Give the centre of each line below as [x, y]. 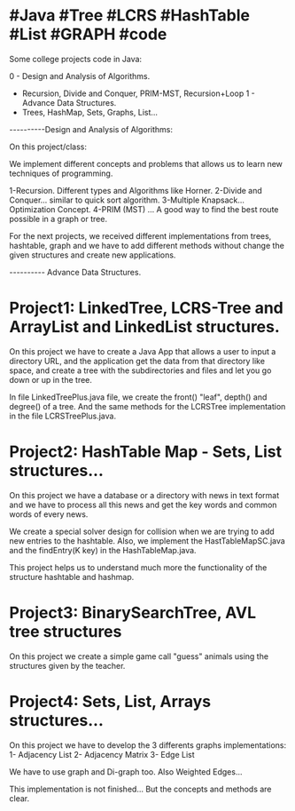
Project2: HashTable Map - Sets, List [145, 452]
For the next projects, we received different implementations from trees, [140, 235]
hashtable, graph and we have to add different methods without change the [147, 245]
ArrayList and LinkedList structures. [145, 327]
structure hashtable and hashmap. [72, 576]
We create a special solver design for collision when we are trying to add [142, 531]
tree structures [66, 632]
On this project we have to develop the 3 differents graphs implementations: [148, 745]
